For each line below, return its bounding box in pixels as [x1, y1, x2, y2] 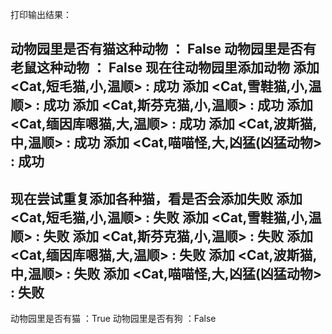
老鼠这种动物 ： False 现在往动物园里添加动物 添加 [10, 59, 320, 77]
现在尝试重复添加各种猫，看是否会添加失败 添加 [10, 190, 303, 207]
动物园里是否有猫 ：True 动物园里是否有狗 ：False [10, 313, 217, 325]
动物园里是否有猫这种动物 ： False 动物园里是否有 [10, 41, 317, 58]
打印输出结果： [10, 9, 72, 20]
